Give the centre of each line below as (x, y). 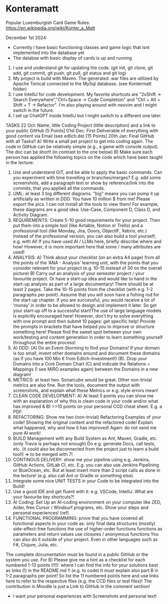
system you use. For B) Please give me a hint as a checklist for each (76, 559)
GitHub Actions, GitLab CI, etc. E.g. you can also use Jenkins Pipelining (86, 465)
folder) (20, 89)
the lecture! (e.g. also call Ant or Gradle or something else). (74, 475)
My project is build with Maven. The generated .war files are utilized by (86, 78)
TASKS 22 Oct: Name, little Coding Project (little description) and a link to (81, 125)
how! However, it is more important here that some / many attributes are (87, 246)
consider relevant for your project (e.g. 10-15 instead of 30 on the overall (87, 268)
